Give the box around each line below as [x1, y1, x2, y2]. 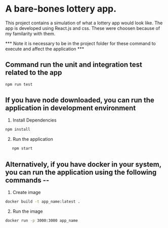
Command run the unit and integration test [5, 60, 143, 69]
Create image [12, 189, 41, 195]
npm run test [5, 82, 33, 87]
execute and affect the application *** [5, 46, 85, 52]
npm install [5, 127, 30, 132]
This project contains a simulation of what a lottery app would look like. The [5, 20, 163, 26]
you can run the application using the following [5, 168, 157, 176]
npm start [12, 146, 33, 151]
